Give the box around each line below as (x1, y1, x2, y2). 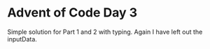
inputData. (7, 35, 37, 43)
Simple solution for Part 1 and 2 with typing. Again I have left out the (7, 28, 203, 36)
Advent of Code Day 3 (7, 5, 138, 21)
